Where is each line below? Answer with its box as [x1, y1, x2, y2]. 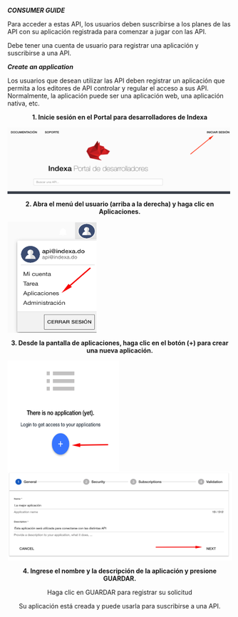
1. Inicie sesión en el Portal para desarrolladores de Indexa [31, 113, 208, 121]
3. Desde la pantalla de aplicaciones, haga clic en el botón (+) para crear [11, 338, 229, 347]
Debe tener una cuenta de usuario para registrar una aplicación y [7, 41, 199, 49]
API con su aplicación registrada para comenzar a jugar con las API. [7, 28, 207, 36]
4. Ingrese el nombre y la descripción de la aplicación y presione [22, 566, 217, 575]
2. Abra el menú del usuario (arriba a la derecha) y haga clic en [25, 199, 214, 208]
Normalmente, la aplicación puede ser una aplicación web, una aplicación [7, 92, 224, 100]
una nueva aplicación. [86, 346, 153, 355]
